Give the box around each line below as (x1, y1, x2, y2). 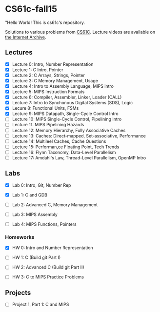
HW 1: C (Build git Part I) (12, 254, 61, 260)
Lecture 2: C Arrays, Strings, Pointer (12, 72, 85, 78)
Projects (5, 289, 31, 297)
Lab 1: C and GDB (12, 192, 48, 198)
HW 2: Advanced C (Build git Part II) (12, 264, 84, 270)
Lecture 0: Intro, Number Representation (12, 61, 94, 67)
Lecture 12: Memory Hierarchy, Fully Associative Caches (12, 127, 126, 133)
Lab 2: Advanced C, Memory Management (12, 201, 98, 208)
